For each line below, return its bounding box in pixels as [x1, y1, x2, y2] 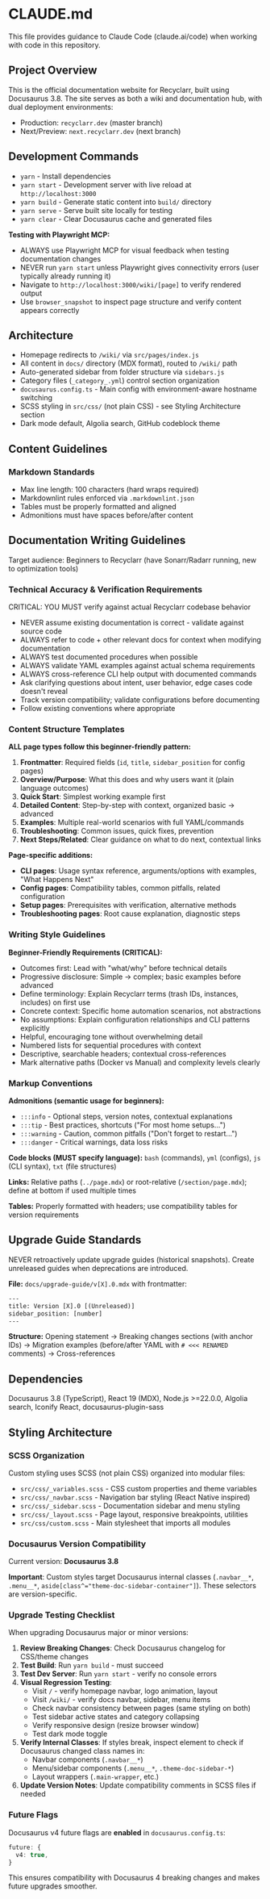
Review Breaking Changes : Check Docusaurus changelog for [19, 1643, 226, 1653]
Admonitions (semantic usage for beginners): [8, 1096, 164, 1106]
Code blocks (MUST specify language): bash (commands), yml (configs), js [8, 1153, 261, 1163]
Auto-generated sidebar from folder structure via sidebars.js [19, 367, 225, 377]
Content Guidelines [8, 441, 108, 456]
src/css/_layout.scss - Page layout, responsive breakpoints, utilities [19, 1509, 248, 1519]
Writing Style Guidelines [8, 929, 106, 940]
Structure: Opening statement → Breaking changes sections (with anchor [8, 1332, 254, 1341]
